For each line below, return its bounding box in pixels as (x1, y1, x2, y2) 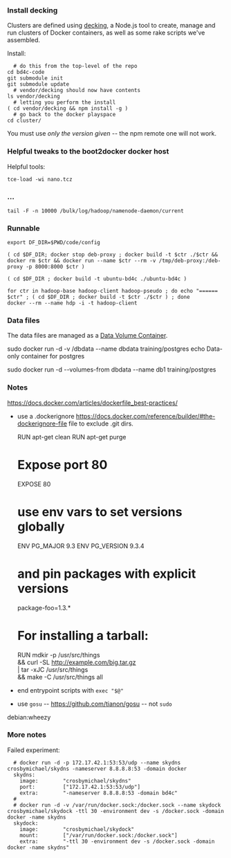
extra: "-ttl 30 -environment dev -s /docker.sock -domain (19, 838, 215, 845)
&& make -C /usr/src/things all (17, 673, 104, 681)
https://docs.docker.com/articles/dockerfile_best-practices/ (7, 399, 178, 407)
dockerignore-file (17, 419, 68, 428)
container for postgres (20, 352, 85, 360)
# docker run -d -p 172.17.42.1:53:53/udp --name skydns (13, 759, 181, 766)
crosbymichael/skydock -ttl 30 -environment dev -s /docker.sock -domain (7, 807, 225, 814)
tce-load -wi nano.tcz (7, 176, 73, 183)
